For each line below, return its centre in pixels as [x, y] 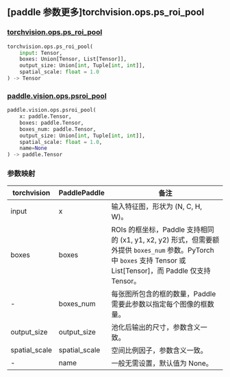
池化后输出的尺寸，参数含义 [156, 327]
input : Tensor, [41, 53]
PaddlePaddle [81, 193]
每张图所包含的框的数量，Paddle [164, 293]
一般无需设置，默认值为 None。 [162, 363]
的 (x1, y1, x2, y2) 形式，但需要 [162, 240]
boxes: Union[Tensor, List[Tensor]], [73, 59]
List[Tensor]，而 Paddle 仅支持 [161, 271]
